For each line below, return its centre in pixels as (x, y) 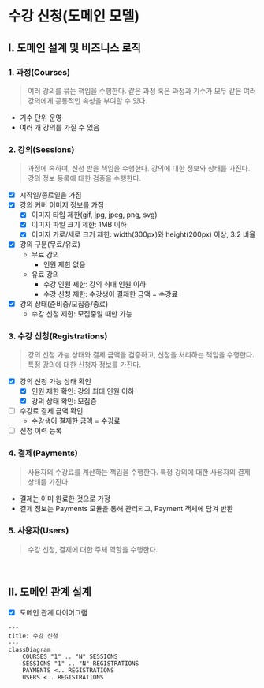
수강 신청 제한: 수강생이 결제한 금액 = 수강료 (111, 294)
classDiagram (30, 649)
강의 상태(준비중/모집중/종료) (64, 304)
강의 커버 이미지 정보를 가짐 (62, 205)
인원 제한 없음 (64, 264)
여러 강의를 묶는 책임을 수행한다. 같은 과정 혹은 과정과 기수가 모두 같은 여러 (142, 91)
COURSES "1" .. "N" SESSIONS (70, 656)
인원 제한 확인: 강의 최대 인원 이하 (83, 391)
